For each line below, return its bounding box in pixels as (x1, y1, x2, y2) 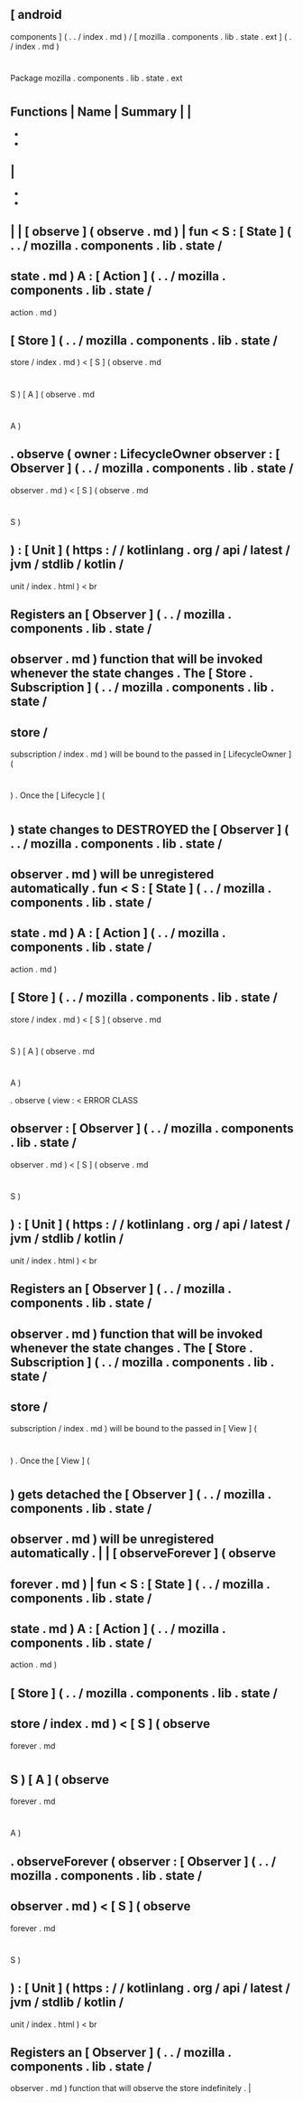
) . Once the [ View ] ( (10, 1455, 90, 1466)
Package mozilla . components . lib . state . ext (10, 72, 183, 83)
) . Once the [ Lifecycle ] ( (10, 790, 106, 801)
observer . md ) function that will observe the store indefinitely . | (10, 2083, 252, 2094)
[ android (10, 7, 62, 23)
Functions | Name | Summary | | (10, 104, 192, 120)
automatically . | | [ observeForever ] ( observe (10, 1545, 276, 1562)
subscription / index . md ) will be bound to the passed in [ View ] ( (10, 1423, 258, 1434)
